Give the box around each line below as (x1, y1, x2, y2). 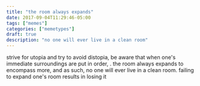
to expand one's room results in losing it (6, 73, 106, 80)
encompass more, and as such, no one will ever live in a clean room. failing (6, 67, 195, 73)
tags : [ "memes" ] (6, 20, 47, 26)
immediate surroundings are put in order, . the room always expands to (6, 60, 184, 67)
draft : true (6, 31, 36, 38)
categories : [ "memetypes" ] (6, 25, 75, 32)
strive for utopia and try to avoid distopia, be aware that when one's (6, 54, 176, 61)
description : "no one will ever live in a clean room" (6, 37, 148, 43)
